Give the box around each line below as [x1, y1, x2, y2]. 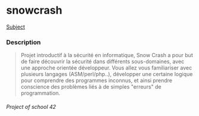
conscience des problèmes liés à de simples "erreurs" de [20, 83, 162, 90]
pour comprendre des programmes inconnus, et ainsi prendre [20, 77, 173, 84]
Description [6, 38, 41, 46]
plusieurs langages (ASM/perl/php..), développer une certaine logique [20, 71, 193, 78]
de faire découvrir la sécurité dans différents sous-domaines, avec [20, 58, 185, 65]
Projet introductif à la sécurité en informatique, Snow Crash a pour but [20, 52, 194, 59]
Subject [6, 23, 25, 30]
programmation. [20, 90, 61, 97]
